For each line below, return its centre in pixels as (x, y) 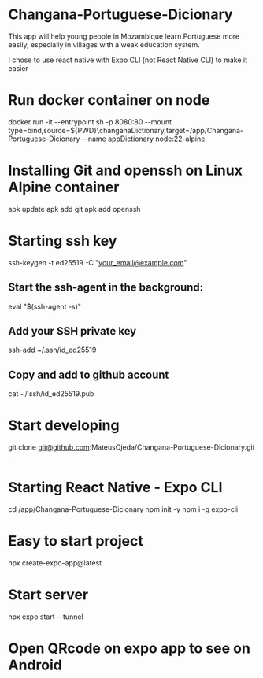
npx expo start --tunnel (46, 617)
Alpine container (64, 187)
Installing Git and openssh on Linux (125, 170)
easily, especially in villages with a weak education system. (104, 44)
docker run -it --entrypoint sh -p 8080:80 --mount (90, 122)
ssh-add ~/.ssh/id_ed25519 (52, 350)
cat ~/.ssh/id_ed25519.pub (51, 394)
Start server (48, 595)
